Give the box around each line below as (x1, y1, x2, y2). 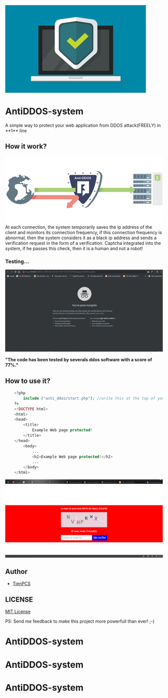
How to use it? (5, 376, 50, 385)
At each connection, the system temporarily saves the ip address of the (5, 224, 152, 230)
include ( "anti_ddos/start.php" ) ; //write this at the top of (23, 395, 155, 401)
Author (5, 567, 27, 576)
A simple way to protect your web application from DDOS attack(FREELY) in (5, 122, 161, 128)
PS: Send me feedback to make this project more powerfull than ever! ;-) (5, 618, 155, 625)
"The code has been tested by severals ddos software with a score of (5, 357, 152, 363)
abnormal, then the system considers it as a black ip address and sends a (5, 235, 156, 241)
